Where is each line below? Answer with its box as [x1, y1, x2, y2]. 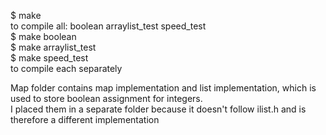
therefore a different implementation [10, 114, 160, 125]
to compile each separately [10, 63, 123, 74]
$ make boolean [10, 31, 77, 42]
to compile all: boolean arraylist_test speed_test [10, 20, 207, 32]
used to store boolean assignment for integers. [10, 93, 203, 104]
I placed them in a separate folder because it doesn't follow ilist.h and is [10, 103, 307, 115]
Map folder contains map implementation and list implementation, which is [10, 82, 317, 94]
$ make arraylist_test [10, 41, 97, 53]
